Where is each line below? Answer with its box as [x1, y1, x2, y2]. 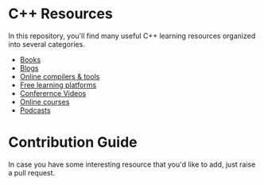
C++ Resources [8, 5, 113, 23]
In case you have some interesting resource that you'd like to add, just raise [8, 160, 256, 169]
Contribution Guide [8, 133, 138, 152]
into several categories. [8, 39, 85, 48]
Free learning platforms [19, 80, 97, 90]
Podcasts [19, 105, 51, 115]
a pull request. [8, 168, 56, 177]
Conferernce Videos [19, 88, 87, 98]
